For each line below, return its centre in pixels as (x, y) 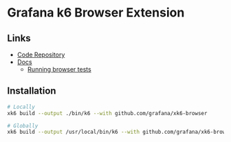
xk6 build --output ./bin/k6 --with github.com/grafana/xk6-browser (107, 113)
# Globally (23, 125)
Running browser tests (59, 69)
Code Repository (41, 54)
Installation (32, 91)
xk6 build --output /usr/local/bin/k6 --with (73, 132)
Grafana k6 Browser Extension (96, 13)
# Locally (21, 107)
